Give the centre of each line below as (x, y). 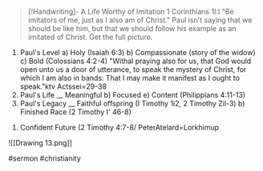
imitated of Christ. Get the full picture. (90, 37)
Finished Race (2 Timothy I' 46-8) (76, 112)
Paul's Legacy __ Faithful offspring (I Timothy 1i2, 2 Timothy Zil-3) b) (132, 103)
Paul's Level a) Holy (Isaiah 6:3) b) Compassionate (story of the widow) (138, 52)
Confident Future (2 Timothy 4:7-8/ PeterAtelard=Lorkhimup (119, 127)
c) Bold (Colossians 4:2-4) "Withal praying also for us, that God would (136, 61)
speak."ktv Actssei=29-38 (63, 86)
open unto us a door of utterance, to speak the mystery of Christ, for (133, 70)
